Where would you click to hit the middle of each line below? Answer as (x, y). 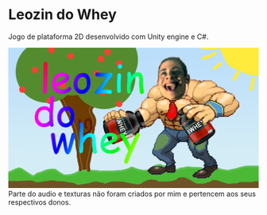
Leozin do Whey (62, 15)
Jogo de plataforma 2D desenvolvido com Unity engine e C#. (108, 36)
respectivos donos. (40, 202)
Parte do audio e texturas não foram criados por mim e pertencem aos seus (132, 194)
